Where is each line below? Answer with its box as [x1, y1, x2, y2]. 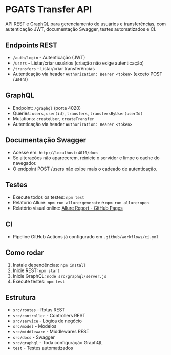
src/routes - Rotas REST [12, 306, 66, 313]
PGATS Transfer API [5, 4, 92, 15]
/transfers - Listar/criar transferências [12, 65, 95, 71]
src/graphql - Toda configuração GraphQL [12, 339, 103, 345]
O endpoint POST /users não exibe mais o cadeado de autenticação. [12, 165, 158, 172]
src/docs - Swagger [12, 334, 55, 340]
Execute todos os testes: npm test [12, 194, 84, 200]
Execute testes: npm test [12, 278, 65, 284]
